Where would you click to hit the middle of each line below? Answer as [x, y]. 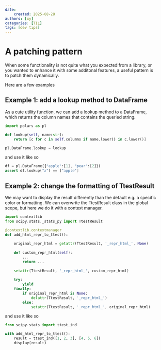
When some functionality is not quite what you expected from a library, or [79, 65]
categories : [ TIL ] [24, 23]
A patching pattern [44, 52]
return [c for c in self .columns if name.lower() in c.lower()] [80, 139]
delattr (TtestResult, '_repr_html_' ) [69, 298]
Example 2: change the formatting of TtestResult [80, 186]
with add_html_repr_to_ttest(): [38, 334]
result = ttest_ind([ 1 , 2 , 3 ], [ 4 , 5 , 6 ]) [57, 338]
